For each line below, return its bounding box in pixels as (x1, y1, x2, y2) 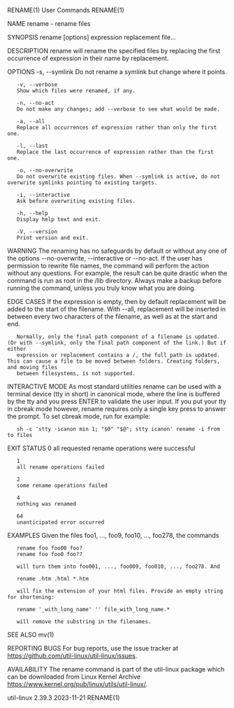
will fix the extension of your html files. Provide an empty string (16, 588, 224, 595)
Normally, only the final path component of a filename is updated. (16, 333, 220, 340)
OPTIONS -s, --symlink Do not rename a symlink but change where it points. (7, 68, 227, 76)
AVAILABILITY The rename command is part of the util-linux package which (7, 665, 225, 673)
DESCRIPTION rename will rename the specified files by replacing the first (7, 47, 221, 55)
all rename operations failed (16, 464, 105, 471)
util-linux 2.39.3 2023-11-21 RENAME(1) (7, 693, 120, 702)
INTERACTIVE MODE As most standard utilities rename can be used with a (7, 382, 221, 391)
